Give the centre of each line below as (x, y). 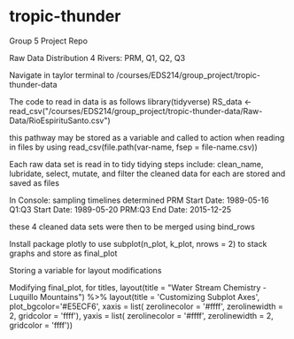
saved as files (35, 182)
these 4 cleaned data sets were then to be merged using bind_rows (132, 227)
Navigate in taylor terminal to (62, 75)
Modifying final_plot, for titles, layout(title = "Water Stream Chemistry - (138, 287)
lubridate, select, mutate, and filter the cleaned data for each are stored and (147, 173)
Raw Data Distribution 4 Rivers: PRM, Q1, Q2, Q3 (97, 58)
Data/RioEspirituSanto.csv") (60, 120)
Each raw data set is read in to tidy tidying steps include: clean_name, (136, 164)
